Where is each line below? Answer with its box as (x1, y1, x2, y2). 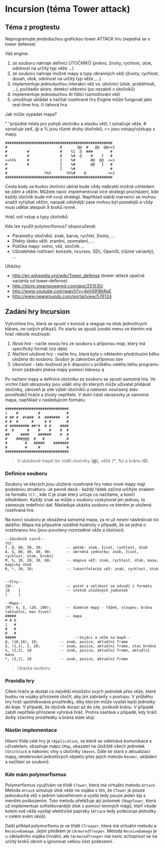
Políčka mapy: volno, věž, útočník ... (12, 243, 85, 249)
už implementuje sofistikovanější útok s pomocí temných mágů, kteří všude (5, 803, 157, 809)
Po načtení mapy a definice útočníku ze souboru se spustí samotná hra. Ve (5, 376, 156, 382)
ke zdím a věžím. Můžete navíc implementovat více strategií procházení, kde (5, 189, 159, 194)
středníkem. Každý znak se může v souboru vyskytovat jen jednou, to (5, 497, 145, 503)
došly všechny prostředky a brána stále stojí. (5, 714, 95, 721)
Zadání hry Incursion (5, 308, 70, 316)
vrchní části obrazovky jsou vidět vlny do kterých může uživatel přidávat (5, 381, 151, 387)
